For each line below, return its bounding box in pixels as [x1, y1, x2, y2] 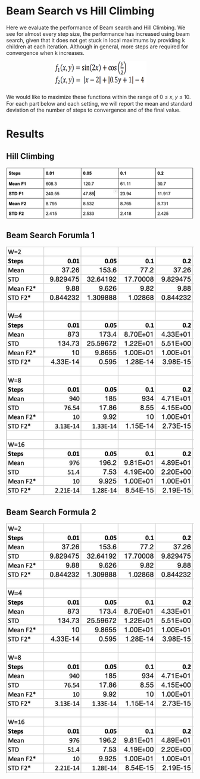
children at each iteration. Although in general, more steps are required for [6, 43, 189, 50]
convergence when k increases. [6, 49, 85, 56]
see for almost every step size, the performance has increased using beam [6, 30, 190, 37]
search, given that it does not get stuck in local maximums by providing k [6, 36, 186, 44]
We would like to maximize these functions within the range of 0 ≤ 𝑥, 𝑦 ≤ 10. [6, 93, 192, 100]
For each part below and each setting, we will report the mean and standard [6, 100, 192, 107]
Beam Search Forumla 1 [6, 230, 95, 241]
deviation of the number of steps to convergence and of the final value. [6, 106, 181, 113]
